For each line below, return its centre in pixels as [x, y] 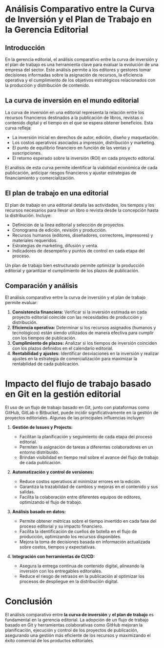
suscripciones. [27, 153]
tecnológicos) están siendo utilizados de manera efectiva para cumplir [83, 333]
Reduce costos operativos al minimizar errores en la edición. [80, 482]
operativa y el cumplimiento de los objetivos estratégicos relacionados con [80, 80]
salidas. [27, 492]
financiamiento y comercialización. [40, 178]
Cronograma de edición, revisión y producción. [60, 230]
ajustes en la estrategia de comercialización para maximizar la [75, 359]
